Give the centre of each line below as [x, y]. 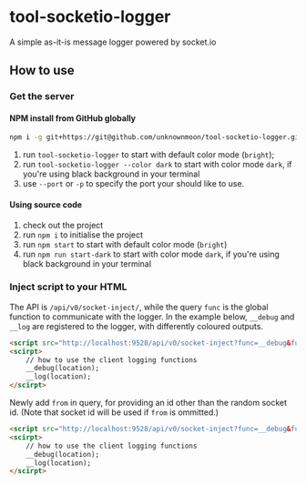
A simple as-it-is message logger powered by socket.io [113, 42]
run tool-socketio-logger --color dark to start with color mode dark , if [157, 165]
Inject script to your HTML [68, 287]
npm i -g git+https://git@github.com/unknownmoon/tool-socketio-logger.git [156, 137]
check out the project [63, 225]
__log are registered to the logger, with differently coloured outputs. [137, 326]
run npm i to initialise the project [83, 235]
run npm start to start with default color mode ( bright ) [125, 244]
